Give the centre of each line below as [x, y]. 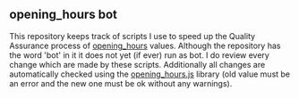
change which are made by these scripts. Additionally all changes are [137, 64]
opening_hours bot [64, 15]
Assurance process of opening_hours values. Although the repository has [145, 45]
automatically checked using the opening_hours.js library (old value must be [150, 74]
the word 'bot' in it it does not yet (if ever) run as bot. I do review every [140, 55]
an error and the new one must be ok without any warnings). [121, 83]
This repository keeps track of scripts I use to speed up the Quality [132, 36]
